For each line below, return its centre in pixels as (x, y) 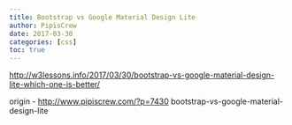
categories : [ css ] (43, 42)
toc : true (27, 50)
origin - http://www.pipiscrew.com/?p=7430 (89, 101)
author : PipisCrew (43, 26)
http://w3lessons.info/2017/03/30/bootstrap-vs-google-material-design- (142, 75)
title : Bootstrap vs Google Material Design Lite (103, 17)
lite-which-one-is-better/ (54, 85)
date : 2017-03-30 (41, 33)
